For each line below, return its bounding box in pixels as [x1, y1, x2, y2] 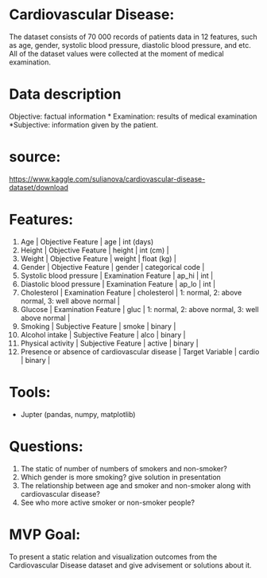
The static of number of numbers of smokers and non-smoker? [20, 463, 227, 473]
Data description [9, 85, 122, 103]
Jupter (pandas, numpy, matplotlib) [20, 409, 136, 419]
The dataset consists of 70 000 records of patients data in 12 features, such [9, 32, 257, 41]
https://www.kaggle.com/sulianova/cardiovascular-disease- [9, 174, 206, 184]
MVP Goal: [9, 525, 81, 543]
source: [9, 148, 61, 166]
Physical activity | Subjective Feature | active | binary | [20, 338, 199, 348]
